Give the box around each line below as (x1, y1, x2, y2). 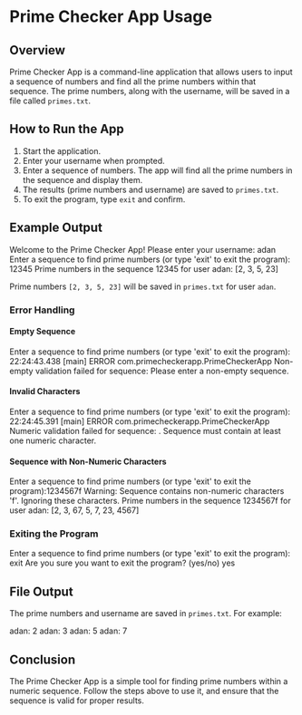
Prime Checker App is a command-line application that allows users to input (9, 66, 293, 77)
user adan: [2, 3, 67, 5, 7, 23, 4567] (9, 505, 140, 516)
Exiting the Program (9, 527, 99, 540)
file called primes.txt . (9, 95, 92, 106)
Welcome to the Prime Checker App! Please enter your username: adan (9, 244, 277, 255)
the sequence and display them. (22, 174, 143, 185)
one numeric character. (9, 435, 97, 446)
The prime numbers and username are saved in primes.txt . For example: (9, 608, 283, 619)
